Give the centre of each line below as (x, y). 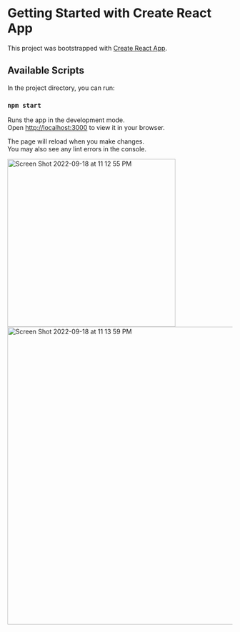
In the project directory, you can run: (61, 88)
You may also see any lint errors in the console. (77, 149)
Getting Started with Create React (110, 13)
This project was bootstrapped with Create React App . (87, 48)
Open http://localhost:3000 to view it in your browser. (86, 128)
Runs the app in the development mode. (66, 120)
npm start (24, 105)
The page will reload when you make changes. (76, 141)
